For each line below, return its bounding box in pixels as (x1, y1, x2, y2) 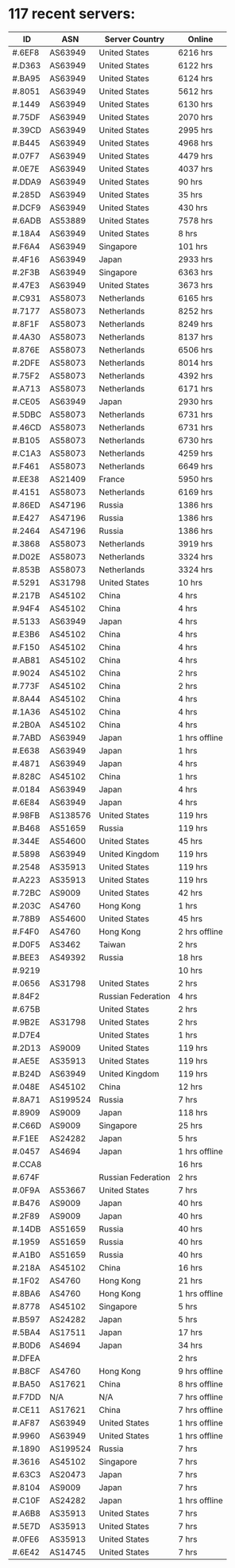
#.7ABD (12, 732, 41, 743)
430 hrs (178, 202, 208, 213)
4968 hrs (178, 137, 213, 148)
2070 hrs (178, 111, 213, 123)
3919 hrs (178, 538, 213, 549)
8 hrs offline (178, 1378, 224, 1389)
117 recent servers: (8, 5, 136, 23)
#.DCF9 (12, 202, 41, 213)
